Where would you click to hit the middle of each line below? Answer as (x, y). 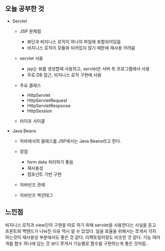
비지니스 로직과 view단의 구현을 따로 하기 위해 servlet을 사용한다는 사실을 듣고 (81, 225)
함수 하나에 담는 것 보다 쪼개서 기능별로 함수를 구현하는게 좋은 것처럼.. (81, 243)
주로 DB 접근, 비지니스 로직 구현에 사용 (64, 75)
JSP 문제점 (30, 31)
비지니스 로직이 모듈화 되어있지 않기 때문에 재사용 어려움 (81, 48)
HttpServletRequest (47, 100)
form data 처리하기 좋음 (50, 162)
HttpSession (40, 111)
